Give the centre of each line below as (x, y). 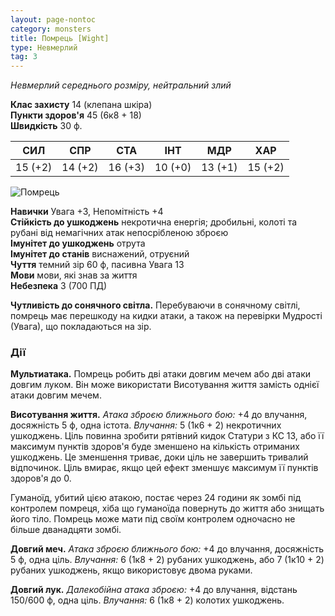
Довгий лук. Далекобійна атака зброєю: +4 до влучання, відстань (154, 590)
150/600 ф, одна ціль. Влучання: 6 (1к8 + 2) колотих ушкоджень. (147, 600)
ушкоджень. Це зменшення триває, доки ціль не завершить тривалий (159, 457)
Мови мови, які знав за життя (74, 275)
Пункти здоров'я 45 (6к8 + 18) (76, 115)
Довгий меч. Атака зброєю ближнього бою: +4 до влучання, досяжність (167, 549)
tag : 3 (24, 57)
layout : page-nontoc (53, 19)
